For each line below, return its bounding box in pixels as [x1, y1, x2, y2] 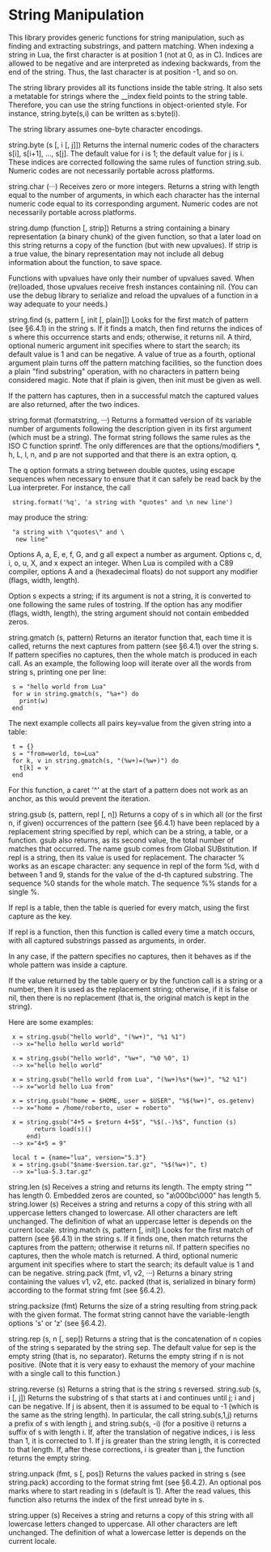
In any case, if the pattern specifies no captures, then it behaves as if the [8, 951, 252, 961]
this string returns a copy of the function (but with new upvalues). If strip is [8, 240, 258, 250]
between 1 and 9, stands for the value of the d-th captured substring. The [8, 869, 253, 879]
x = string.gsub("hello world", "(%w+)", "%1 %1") [11, 1032, 186, 1041]
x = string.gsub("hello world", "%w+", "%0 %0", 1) [11, 1054, 190, 1062]
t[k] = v [19, 764, 49, 772]
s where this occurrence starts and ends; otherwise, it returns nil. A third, [8, 332, 252, 341]
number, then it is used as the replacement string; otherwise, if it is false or [8, 984, 258, 994]
